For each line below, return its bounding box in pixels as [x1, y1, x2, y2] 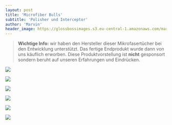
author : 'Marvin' [5, 21, 42, 27]
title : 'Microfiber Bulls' [5, 12, 63, 17]
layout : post [5, 7, 33, 13]
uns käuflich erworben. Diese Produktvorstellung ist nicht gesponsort [17, 52, 165, 58]
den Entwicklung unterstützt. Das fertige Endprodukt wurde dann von [17, 46, 165, 52]
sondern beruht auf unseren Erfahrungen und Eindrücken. [17, 57, 141, 63]
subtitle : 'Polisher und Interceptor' [5, 17, 88, 22]
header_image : [5, 27, 36, 32]
